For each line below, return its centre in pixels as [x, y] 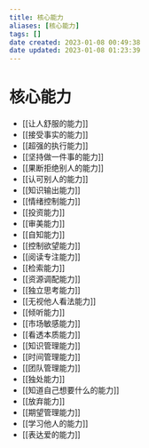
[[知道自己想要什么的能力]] [71, 390]
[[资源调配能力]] [51, 279]
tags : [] [25, 34]
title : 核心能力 [36, 17]
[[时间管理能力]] [51, 357]
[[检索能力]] [43, 268]
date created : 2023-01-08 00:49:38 [75, 42]
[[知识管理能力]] [51, 346]
